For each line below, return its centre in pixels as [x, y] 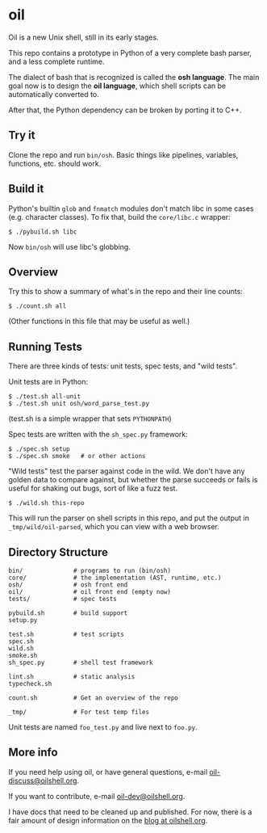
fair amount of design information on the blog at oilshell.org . [108, 820]
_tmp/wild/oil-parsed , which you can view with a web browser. [114, 527]
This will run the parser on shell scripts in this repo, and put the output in [129, 518]
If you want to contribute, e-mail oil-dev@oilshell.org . [97, 796]
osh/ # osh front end [68, 585]
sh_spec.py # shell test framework [81, 663]
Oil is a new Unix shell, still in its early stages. [83, 37]
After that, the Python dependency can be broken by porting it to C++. [125, 110]
